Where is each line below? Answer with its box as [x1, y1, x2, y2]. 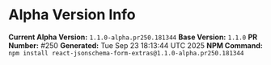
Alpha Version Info [8, 6, 136, 24]
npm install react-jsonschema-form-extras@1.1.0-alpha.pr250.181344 [8, 49, 244, 57]
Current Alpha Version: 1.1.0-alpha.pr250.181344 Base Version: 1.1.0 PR [8, 32, 257, 42]
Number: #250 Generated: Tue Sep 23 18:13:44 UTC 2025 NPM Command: [8, 40, 263, 50]
